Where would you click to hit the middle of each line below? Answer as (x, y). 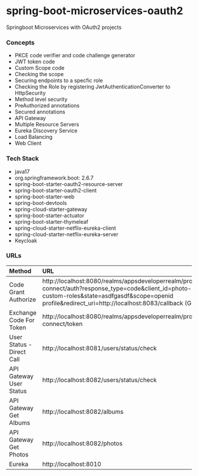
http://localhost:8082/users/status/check (100, 380)
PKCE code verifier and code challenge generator (75, 56)
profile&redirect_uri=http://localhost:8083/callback (113, 303)
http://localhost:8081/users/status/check (100, 348)
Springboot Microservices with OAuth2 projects (64, 27)
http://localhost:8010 (72, 464)
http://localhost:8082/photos (82, 443)
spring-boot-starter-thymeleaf (51, 221)
